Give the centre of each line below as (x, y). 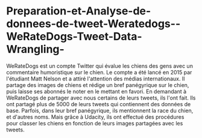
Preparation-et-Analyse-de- (79, 11)
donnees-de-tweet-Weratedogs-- (93, 24)
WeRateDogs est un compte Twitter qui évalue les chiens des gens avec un (99, 66)
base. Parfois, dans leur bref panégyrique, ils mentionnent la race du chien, (100, 110)
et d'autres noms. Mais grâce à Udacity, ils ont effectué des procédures (95, 117)
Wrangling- (35, 49)
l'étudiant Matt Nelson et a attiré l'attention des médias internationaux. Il (96, 79)
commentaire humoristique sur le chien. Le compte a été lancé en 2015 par (99, 72)
